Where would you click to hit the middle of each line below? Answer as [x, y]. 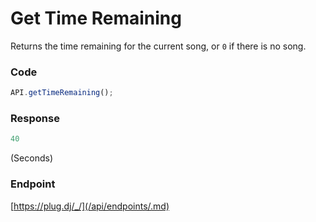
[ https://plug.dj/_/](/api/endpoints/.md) [90, 206]
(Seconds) [31, 158]
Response [35, 119]
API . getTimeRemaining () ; [62, 93]
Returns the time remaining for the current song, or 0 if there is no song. [158, 46]
